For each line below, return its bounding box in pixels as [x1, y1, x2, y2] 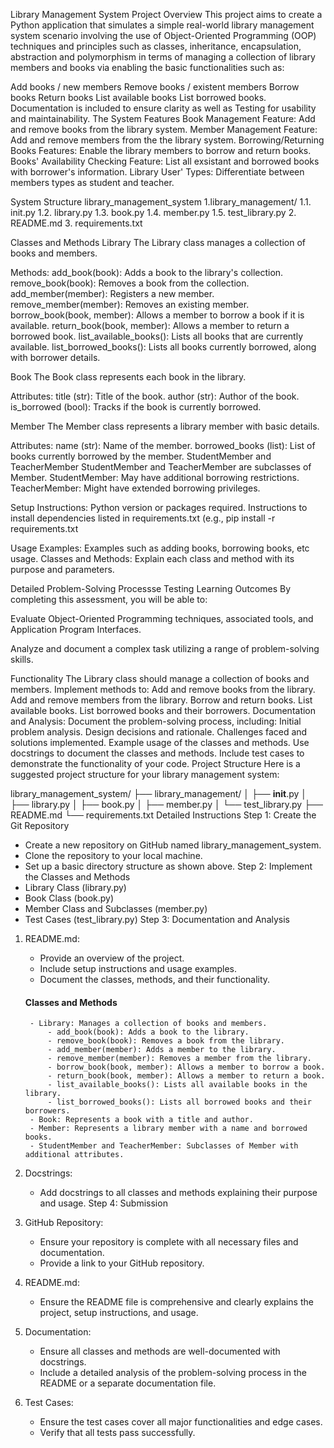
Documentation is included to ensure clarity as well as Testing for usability [10, 102, 317, 114]
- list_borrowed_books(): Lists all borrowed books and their [47, 1097, 312, 1108]
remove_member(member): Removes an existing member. [10, 299, 250, 310]
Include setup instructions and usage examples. [39, 963, 238, 974]
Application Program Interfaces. [10, 624, 142, 635]
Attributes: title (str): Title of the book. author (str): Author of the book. [10, 390, 300, 402]
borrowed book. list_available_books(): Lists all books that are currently [10, 330, 304, 342]
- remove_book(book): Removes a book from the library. [47, 1036, 286, 1046]
